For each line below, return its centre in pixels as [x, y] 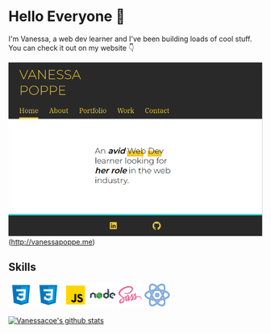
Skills [22, 267]
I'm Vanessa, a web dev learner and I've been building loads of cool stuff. [130, 39]
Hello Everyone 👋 [67, 17]
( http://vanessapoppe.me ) [52, 242]
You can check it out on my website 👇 [71, 48]
